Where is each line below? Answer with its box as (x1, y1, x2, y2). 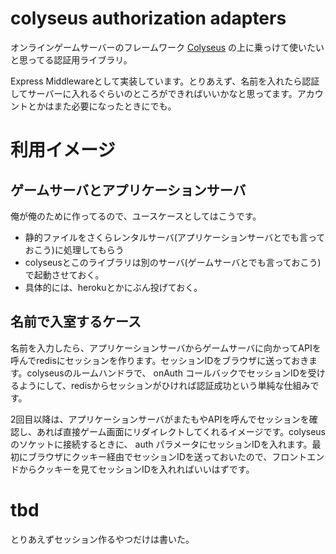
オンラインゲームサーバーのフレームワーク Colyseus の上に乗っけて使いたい (10, 41, 325, 53)
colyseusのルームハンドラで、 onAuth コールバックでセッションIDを (26, 367, 308, 379)
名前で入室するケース (10, 313, 142, 331)
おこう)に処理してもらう (24, 243, 125, 256)
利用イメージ (10, 139, 116, 162)
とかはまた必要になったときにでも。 (27, 100, 177, 112)
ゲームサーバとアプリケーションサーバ (10, 182, 247, 199)
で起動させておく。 (24, 268, 105, 281)
